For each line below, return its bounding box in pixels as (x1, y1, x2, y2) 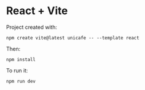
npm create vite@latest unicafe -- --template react (6, 35, 140, 41)
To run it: (6, 66, 29, 74)
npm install (6, 56, 36, 62)
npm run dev (6, 78, 36, 84)
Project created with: (6, 24, 58, 31)
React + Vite (6, 4, 68, 18)
